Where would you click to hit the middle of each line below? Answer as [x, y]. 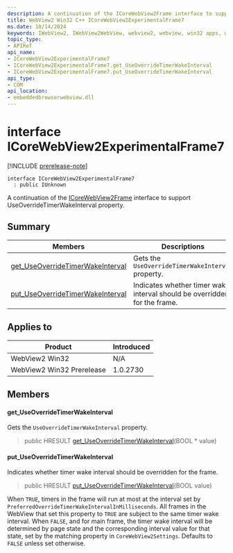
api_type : [21, 78]
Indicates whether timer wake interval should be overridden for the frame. [113, 472]
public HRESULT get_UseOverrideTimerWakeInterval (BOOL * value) [120, 441]
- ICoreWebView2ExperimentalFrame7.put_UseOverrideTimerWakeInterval [110, 72]
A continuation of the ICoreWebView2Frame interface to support [99, 197]
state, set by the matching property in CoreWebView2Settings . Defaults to [110, 536]
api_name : [21, 53]
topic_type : [24, 40]
